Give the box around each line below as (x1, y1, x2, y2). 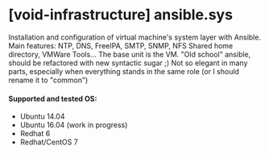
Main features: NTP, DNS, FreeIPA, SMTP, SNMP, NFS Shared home (8, 40, 234, 50)
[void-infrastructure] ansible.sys (8, 6, 234, 24)
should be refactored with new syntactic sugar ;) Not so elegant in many (8, 58, 248, 68)
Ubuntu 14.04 (19, 111, 65, 122)
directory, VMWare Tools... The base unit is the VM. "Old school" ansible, (8, 49, 251, 59)
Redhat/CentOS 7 (19, 137, 78, 147)
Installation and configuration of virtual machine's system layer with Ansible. (8, 32, 262, 42)
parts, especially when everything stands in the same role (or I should (8, 66, 240, 76)
